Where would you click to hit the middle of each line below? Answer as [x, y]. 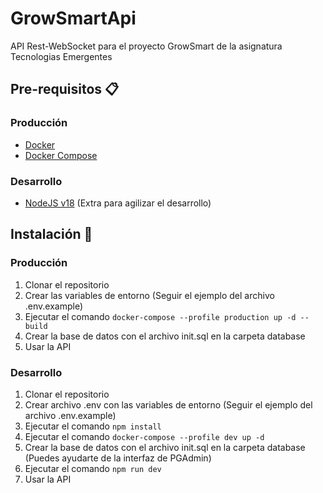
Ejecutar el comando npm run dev [93, 468]
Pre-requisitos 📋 [65, 89]
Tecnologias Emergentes [61, 56]
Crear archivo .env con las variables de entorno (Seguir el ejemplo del [168, 404]
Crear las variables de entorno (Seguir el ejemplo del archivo [149, 295]
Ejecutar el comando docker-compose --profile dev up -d [144, 436]
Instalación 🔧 [51, 234]
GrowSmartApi [73, 18]
